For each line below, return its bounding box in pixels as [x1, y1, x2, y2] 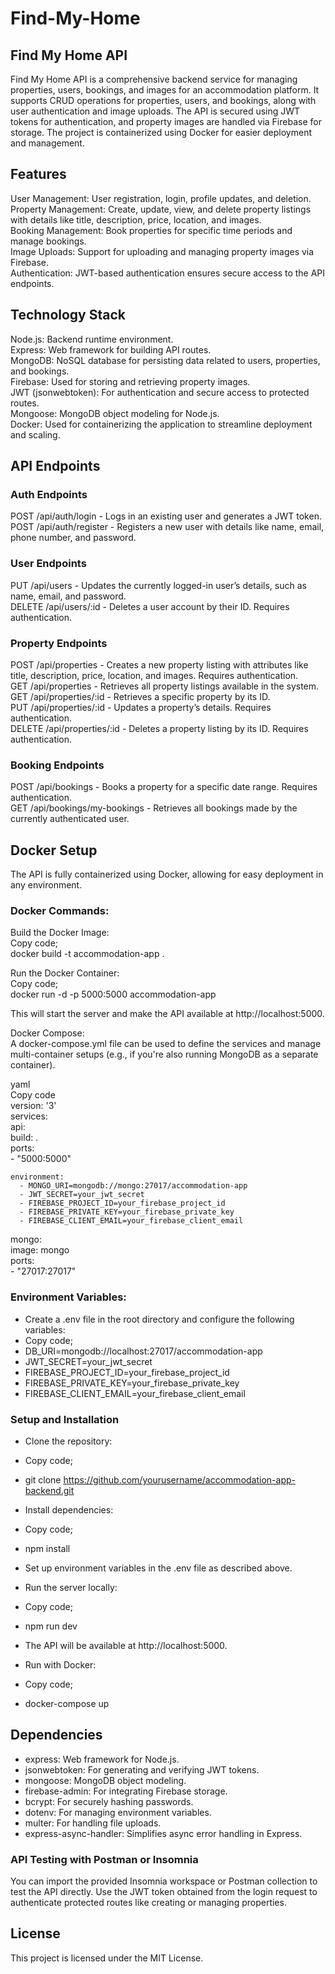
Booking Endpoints [10, 758, 105, 772]
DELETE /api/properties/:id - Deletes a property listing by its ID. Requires [10, 722, 309, 734]
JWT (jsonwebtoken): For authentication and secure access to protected [10, 386, 310, 398]
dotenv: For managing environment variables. [24, 1806, 212, 1818]
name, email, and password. [10, 590, 127, 602]
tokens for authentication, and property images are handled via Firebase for [10, 116, 322, 127]
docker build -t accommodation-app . [10, 948, 165, 960]
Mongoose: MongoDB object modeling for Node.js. [10, 407, 220, 419]
